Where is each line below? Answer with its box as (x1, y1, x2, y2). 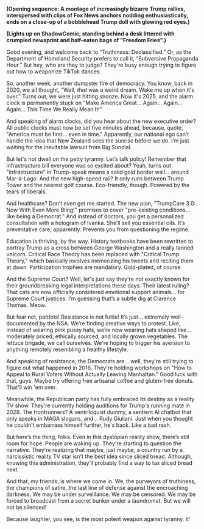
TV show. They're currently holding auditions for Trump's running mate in (6, 402, 191, 409)
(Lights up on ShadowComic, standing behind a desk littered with (6, 30, 175, 37)
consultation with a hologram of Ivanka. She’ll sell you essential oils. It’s (6, 220, 186, 226)
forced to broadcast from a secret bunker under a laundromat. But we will (6, 497, 191, 504)
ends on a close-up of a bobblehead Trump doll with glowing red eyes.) (6, 18, 190, 25)
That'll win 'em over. (6, 383, 57, 391)
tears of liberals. (6, 188, 47, 195)
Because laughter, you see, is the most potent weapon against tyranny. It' (6, 516, 191, 522)
